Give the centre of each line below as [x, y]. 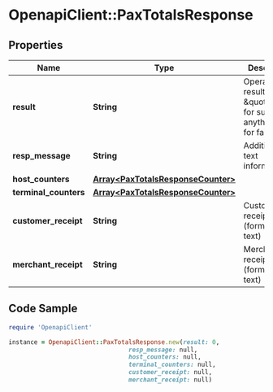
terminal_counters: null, [173, 365]
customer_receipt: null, [171, 372]
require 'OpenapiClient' [50, 327]
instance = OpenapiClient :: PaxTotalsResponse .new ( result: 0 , [114, 342]
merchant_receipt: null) [171, 380]
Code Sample [43, 309]
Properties [36, 45]
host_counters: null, [165, 357]
